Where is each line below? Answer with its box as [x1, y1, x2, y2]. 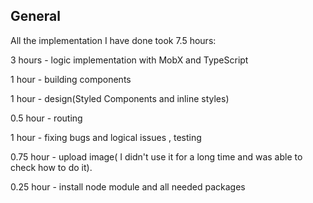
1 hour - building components [10, 73, 132, 85]
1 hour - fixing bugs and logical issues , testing [10, 131, 202, 143]
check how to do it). [10, 161, 93, 173]
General [10, 8, 62, 25]
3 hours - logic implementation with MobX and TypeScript [10, 54, 249, 66]
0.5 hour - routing [10, 112, 83, 124]
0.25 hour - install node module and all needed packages [10, 180, 246, 193]
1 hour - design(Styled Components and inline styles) [10, 92, 230, 104]
